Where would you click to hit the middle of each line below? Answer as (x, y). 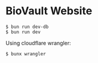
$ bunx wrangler (26, 54)
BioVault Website (49, 11)
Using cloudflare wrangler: (38, 43)
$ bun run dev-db (27, 27)
